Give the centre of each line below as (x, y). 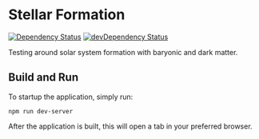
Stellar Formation (67, 15)
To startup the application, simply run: (71, 97)
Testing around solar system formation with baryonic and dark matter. (123, 52)
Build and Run (43, 77)
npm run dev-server (41, 111)
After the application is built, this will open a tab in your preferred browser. (131, 126)
